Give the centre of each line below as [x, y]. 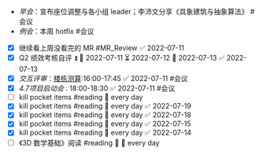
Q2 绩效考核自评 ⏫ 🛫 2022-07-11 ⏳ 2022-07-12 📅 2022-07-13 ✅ [122, 58]
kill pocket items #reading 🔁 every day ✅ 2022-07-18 [105, 115]
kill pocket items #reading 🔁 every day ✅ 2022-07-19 [105, 106]
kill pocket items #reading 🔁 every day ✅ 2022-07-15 [105, 124]
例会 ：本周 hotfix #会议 [56, 31]
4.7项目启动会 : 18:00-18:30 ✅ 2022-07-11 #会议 [97, 88]
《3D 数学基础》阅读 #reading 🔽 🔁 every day [89, 142]
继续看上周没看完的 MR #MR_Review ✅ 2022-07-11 [101, 48]
